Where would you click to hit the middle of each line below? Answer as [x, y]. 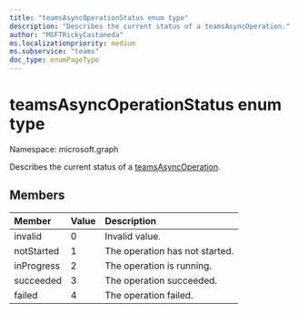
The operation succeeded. [161, 280]
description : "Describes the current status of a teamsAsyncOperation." [150, 26]
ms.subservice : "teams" [55, 52]
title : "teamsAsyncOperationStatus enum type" [99, 18]
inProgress [37, 266]
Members [37, 196]
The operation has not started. [169, 250]
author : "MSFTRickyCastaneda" [67, 34]
